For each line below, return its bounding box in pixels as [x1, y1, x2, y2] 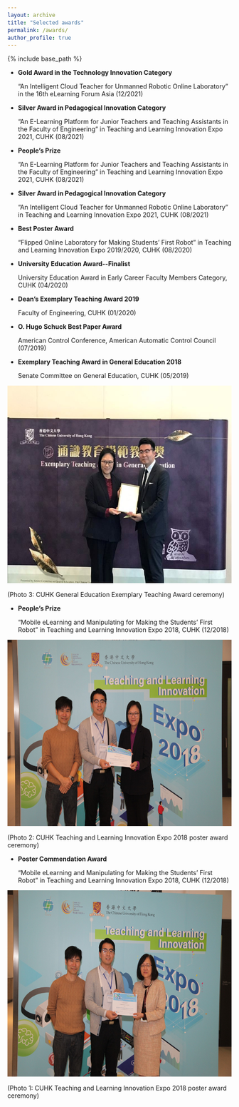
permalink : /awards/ [7, 26, 69, 34]
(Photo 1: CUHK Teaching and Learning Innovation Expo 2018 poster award [7, 1084, 228, 1093]
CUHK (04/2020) [17, 281, 69, 290]
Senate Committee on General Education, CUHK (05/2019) [17, 372, 189, 380]
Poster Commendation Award [17, 855, 107, 863]
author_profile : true [7, 34, 72, 41]
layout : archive [7, 11, 55, 19]
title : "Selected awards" [7, 19, 84, 26]
